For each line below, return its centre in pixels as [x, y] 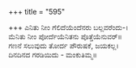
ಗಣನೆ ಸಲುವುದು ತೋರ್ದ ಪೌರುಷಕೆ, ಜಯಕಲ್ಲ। [64, 45]
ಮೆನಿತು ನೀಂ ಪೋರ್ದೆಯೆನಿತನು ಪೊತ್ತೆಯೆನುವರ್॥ [66, 36]
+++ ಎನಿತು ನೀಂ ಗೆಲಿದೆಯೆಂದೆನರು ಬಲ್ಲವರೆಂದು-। [68, 27]
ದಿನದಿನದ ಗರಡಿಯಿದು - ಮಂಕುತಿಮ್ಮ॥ [53, 55]
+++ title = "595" [37, 12]
